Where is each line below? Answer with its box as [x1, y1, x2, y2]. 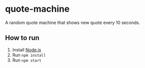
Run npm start [12, 57, 42, 63]
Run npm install [12, 52, 46, 58]
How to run [5, 34, 40, 42]
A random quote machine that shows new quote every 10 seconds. [5, 20, 140, 25]
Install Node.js [12, 46, 41, 52]
